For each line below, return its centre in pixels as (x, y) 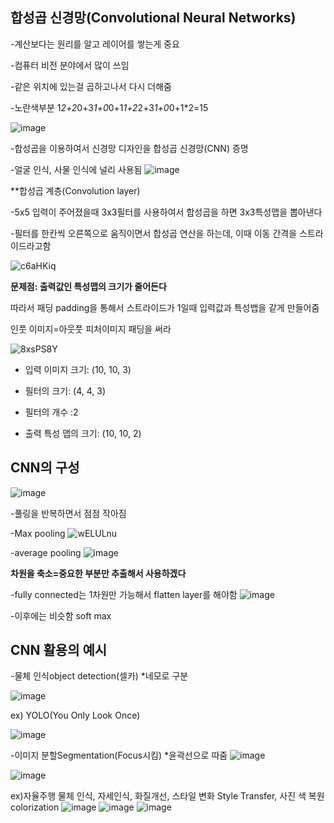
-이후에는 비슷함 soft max (61, 615)
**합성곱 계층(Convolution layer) (75, 190)
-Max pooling (38, 533)
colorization (35, 807)
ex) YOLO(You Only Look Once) (75, 715)
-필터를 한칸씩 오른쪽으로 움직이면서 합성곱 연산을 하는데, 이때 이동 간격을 (154, 233)
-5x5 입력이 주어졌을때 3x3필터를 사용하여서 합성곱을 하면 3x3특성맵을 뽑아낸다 (166, 212)
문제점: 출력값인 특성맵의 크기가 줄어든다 (88, 286)
